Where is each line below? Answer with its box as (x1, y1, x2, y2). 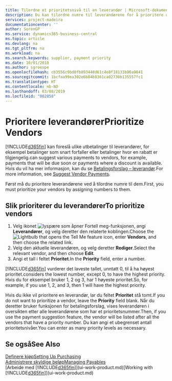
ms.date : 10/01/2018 (5, 60, 50, 65)
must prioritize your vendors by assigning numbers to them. (5, 186, 132, 193)
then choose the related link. (12, 240, 73, 246)
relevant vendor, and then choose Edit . (12, 250, 95, 257)
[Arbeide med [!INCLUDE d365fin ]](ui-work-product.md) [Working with (5, 364, 153, 370)
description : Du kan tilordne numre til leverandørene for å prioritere (5, 12, 164, 17)
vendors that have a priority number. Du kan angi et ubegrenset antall (5, 319, 152, 325)
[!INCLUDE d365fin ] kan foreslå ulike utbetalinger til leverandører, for (5, 143, 149, 150)
